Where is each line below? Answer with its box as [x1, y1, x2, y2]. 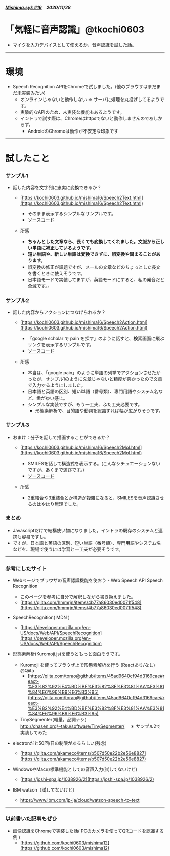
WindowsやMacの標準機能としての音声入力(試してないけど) [12, 766, 138, 772]
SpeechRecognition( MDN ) [12, 614, 70, 621]
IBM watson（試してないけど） [12, 787, 77, 793]
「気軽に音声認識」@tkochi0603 [5, 24, 145, 35]
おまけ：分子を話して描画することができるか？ [12, 434, 110, 440]
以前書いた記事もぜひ [5, 815, 57, 822]
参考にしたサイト [5, 565, 47, 572]
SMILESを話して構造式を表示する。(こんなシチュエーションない [27, 460, 161, 466]
